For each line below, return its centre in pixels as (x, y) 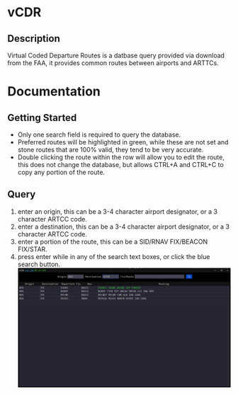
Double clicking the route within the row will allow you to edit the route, (121, 157)
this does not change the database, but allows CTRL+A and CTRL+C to (121, 165)
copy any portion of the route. (61, 172)
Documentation (54, 92)
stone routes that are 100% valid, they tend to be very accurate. (110, 150)
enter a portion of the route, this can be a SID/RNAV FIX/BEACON (112, 241)
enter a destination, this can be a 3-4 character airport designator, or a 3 (124, 227)
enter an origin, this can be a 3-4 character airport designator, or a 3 (118, 211)
